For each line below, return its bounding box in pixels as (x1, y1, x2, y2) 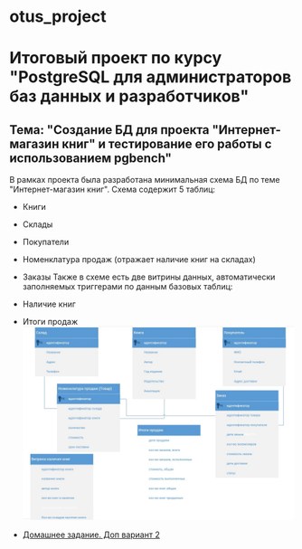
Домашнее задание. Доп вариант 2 (22, 529, 160, 540)
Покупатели (22, 237, 70, 248)
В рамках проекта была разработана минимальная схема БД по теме (9, 175, 280, 185)
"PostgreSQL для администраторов (9, 67, 292, 88)
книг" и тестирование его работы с (61, 136, 272, 151)
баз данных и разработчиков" (9, 86, 250, 107)
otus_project (9, 6, 107, 27)
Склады (22, 219, 53, 230)
